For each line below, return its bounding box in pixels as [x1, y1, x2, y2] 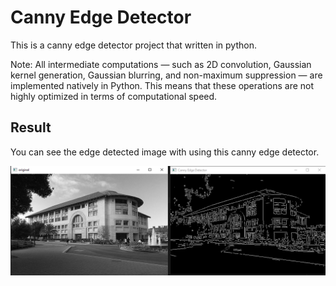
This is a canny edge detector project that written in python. [10, 39, 257, 51]
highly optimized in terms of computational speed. [10, 90, 218, 102]
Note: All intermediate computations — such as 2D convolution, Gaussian [10, 58, 312, 70]
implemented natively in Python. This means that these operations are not [10, 79, 315, 91]
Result [10, 119, 52, 136]
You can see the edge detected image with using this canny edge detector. [10, 146, 320, 158]
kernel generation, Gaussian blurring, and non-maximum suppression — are [10, 69, 323, 81]
